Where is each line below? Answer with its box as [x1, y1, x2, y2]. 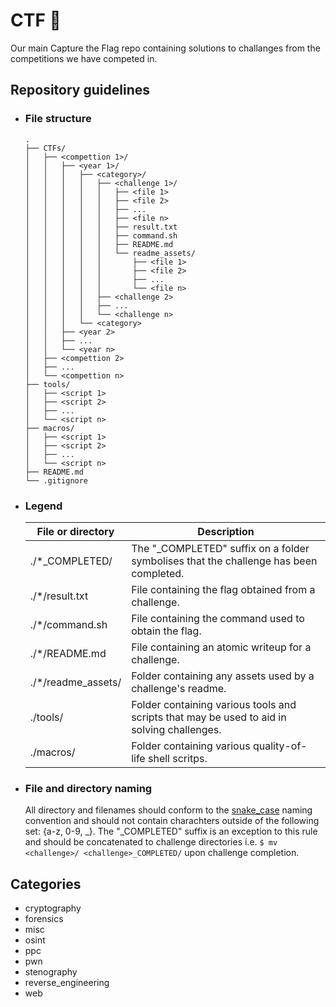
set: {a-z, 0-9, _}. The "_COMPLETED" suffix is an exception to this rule [24, 825, 318, 838]
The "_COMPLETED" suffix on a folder [131, 541, 310, 555]
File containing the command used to [131, 611, 305, 625]
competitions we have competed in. [10, 52, 158, 64]
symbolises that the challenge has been [131, 554, 318, 568]
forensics [24, 913, 64, 925]
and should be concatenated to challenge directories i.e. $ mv [24, 836, 278, 848]
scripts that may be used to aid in [131, 710, 287, 724]
